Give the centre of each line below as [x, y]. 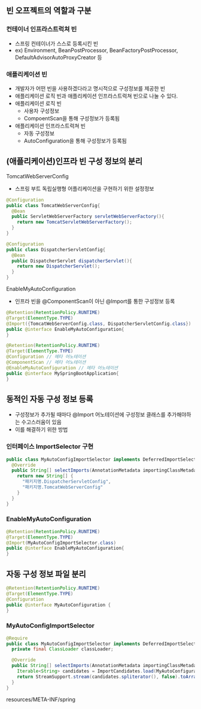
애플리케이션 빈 [27, 74]
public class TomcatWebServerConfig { [53, 205]
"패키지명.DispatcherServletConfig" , [67, 482]
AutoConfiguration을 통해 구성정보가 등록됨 [75, 141]
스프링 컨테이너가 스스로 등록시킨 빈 [57, 43]
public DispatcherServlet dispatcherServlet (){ [72, 261]
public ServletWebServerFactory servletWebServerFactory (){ [88, 217]
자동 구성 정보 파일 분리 [46, 574]
